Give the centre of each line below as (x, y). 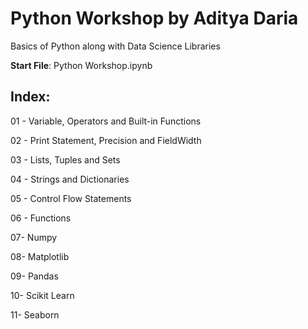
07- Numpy (34, 237)
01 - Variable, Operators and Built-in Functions (106, 121)
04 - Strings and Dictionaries (70, 179)
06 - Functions (41, 218)
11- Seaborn (35, 314)
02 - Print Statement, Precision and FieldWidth (106, 140)
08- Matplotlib (40, 256)
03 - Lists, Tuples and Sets (65, 159)
